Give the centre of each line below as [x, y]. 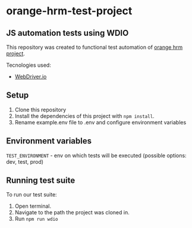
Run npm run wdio [36, 219]
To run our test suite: [32, 195]
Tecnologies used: [29, 65]
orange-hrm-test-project [69, 11]
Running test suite [41, 181]
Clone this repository [40, 110]
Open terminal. [33, 206]
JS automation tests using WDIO [67, 33]
